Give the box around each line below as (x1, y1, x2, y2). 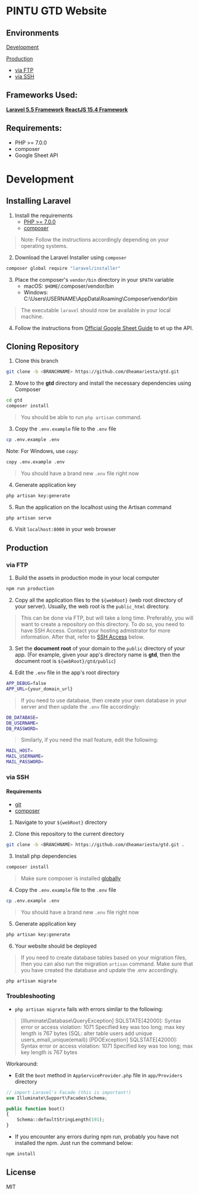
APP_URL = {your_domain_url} (6, 685, 73, 692)
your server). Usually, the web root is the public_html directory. (14, 603, 170, 610)
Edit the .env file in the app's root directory (14, 669, 120, 676)
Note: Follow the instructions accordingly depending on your (20, 236, 169, 243)
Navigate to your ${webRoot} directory (14, 819, 108, 826)
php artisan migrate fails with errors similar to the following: (14, 1005, 163, 1012)
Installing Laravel (6, 196, 71, 206)
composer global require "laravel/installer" (6, 265, 121, 271)
